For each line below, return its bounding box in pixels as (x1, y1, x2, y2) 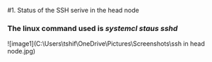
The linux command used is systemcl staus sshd (7, 23, 178, 33)
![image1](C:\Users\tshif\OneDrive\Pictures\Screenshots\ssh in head (7, 39, 205, 48)
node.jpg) (7, 47, 36, 56)
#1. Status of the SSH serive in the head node (7, 6, 139, 14)
